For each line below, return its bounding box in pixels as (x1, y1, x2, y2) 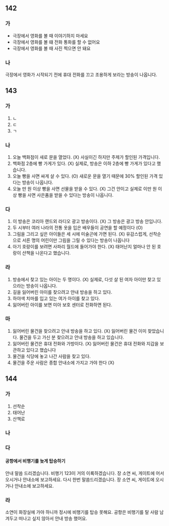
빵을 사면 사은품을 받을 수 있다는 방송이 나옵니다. (18, 192, 114, 198)
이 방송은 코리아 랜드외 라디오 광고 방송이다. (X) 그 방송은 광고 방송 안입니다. (12, 218, 163, 225)
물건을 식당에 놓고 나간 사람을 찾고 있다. (12, 353, 91, 359)
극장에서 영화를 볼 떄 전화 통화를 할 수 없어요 (12, 39, 100, 45)
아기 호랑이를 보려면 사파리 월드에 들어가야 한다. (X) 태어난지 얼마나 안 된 (12, 244, 156, 250)
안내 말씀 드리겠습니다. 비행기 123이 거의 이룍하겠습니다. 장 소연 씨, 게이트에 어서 (5, 470, 164, 476)
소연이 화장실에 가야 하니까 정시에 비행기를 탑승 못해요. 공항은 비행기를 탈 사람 (5, 509, 159, 515)
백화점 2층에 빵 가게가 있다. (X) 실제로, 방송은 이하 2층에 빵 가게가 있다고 (12, 160, 156, 166)
